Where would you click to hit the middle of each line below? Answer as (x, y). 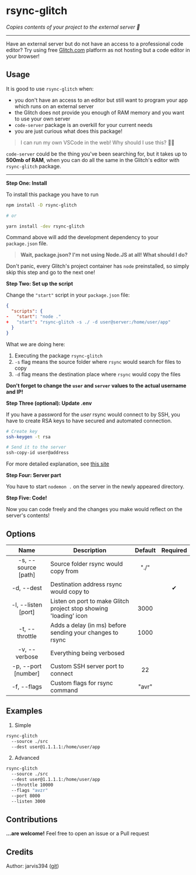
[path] (27, 574)
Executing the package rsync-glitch (59, 356)
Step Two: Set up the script (40, 284)
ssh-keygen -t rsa (28, 437)
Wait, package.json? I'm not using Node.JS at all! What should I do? (104, 255)
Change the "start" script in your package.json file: (68, 295)
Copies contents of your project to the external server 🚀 (73, 27)
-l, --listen (27, 605)
